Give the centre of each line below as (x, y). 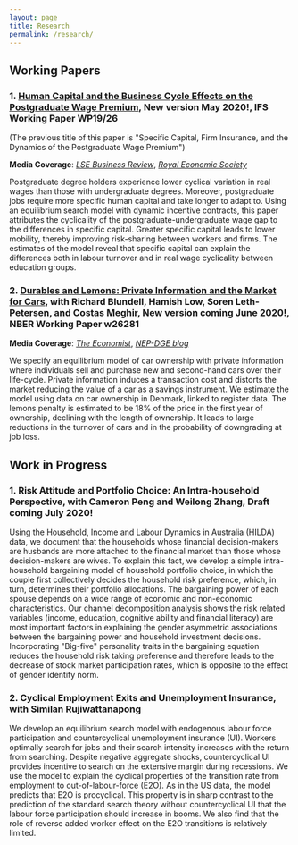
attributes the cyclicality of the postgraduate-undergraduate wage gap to (144, 220)
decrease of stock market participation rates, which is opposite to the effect (149, 665)
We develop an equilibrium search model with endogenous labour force (141, 729)
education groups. (43, 267)
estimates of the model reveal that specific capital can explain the (130, 249)
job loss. (25, 437)
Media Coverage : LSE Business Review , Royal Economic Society (128, 165)
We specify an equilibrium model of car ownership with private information (146, 361)
